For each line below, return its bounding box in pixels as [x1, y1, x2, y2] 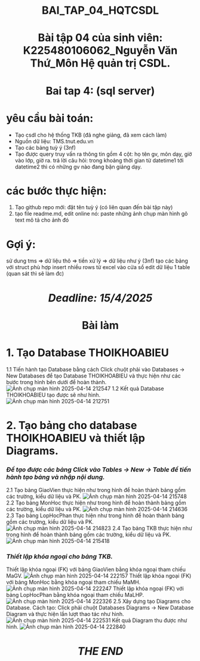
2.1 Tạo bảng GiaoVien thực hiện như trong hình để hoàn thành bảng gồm [6, 487, 186, 494]
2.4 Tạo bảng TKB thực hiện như [112, 525, 192, 532]
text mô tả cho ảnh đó [14, 216, 69, 224]
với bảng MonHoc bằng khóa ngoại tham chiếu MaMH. [6, 579, 141, 586]
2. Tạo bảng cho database [6, 418, 137, 432]
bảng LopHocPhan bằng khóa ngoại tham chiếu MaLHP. [6, 591, 144, 599]
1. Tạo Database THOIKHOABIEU [6, 346, 169, 360]
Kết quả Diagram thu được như [112, 617, 187, 624]
